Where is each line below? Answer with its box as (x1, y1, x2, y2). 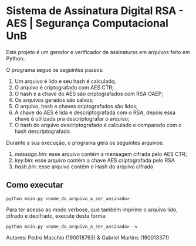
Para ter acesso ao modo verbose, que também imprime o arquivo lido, (6, 206, 178, 213)
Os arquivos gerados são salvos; (14, 96, 94, 104)
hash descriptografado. (14, 128, 72, 135)
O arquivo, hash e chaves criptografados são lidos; (14, 102, 138, 109)
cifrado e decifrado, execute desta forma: (6, 212, 107, 219)
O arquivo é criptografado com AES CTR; (14, 84, 114, 91)
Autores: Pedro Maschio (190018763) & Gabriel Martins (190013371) (6, 234, 170, 241)
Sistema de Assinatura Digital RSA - (6, 4, 184, 18)
